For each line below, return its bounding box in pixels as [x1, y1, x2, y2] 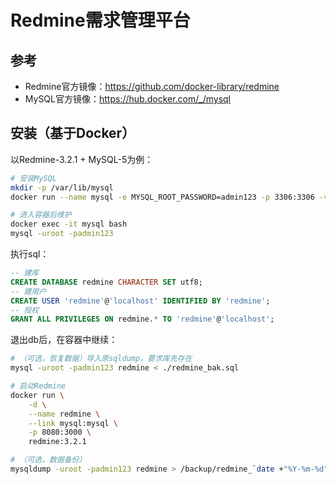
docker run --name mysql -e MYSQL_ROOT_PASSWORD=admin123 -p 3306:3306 [10, 192, 315, 202]
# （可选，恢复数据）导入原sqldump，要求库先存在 [10, 354, 193, 364]
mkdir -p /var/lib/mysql [10, 182, 114, 193]
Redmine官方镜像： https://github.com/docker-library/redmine [24, 81, 280, 92]
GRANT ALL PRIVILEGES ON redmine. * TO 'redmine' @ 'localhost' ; [10, 314, 275, 325]
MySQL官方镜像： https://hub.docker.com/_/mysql [24, 93, 232, 105]
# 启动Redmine [10, 381, 67, 391]
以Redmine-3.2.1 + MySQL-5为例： [10, 153, 154, 165]
